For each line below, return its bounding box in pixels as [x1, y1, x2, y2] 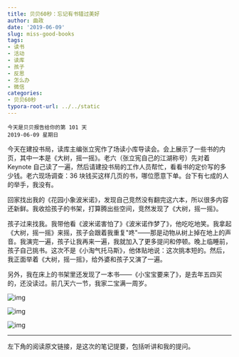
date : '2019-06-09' [7, 23, 65, 31]
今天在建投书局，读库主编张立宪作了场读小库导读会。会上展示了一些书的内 [7, 144, 225, 153]
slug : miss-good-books [7, 30, 75, 38]
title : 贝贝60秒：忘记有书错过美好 [7, 10, 100, 18]
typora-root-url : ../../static [7, 103, 100, 110]
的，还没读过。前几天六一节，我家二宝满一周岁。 [7, 279, 151, 287]
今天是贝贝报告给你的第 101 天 [7, 124, 87, 131]
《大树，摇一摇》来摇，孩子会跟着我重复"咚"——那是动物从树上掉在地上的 [7, 228, 225, 237]
